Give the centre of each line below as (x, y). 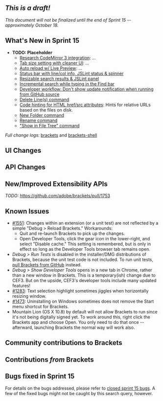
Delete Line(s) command (44, 99)
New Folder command (42, 115)
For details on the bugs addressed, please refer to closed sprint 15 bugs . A (80, 388)
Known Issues (27, 211)
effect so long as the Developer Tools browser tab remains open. (85, 249)
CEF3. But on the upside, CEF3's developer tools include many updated (84, 281)
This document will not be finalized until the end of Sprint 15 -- (68, 20)
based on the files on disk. (46, 110)
